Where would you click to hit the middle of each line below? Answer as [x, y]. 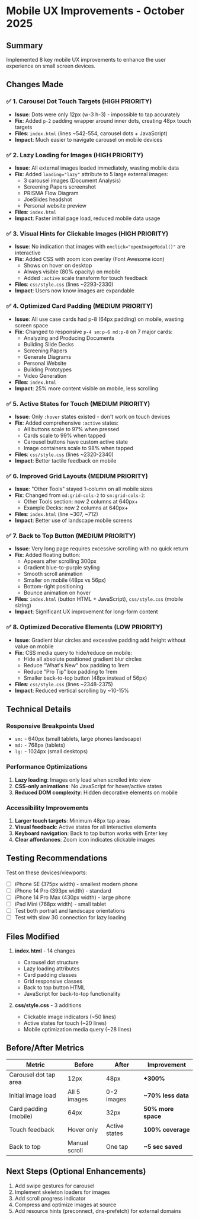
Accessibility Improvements [47, 808]
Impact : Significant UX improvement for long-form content [86, 611]
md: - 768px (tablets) [40, 745]
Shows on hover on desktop [58, 266]
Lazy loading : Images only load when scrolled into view [83, 780]
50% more [159, 1108]
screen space [31, 325]
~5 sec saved [163, 1146]
